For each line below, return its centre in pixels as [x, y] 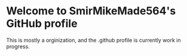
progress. [18, 46]
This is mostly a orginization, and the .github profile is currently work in [93, 40]
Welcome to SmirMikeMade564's [91, 11]
